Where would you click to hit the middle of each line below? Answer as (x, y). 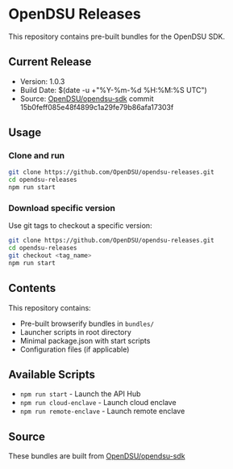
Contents (32, 288)
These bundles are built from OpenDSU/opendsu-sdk (97, 456)
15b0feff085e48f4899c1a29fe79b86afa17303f (97, 107)
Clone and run (37, 156)
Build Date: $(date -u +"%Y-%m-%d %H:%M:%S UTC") (113, 90)
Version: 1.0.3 (42, 81)
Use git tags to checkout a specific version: (80, 226)
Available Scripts (52, 375)
